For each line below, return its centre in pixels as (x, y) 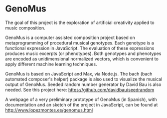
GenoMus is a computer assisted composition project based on (70, 37)
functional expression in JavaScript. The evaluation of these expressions (80, 48)
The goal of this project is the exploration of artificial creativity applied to (80, 22)
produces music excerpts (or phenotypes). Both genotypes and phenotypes (83, 53)
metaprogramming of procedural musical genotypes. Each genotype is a (80, 42)
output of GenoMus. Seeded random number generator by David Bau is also (83, 84)
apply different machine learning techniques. (51, 64)
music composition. (25, 27)
